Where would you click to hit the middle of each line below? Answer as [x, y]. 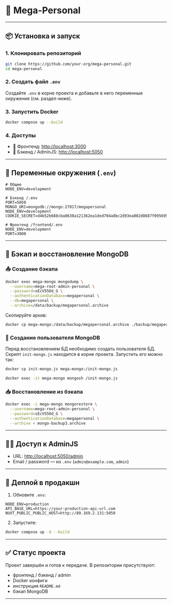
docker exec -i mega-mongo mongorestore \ [51, 404]
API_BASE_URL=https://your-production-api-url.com [60, 509]
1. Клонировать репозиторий [43, 53]
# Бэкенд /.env [21, 198]
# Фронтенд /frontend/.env [34, 225]
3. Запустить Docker [32, 111]
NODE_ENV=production [27, 504]
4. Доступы [20, 135]
